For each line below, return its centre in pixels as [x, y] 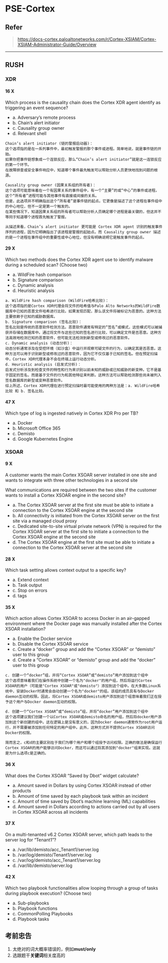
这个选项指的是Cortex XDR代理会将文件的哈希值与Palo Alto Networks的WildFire [81, 306]
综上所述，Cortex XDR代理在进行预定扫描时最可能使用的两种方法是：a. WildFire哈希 [83, 386]
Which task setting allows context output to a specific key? [66, 570]
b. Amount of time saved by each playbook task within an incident [80, 796]
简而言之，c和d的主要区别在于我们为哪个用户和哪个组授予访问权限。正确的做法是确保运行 [84, 743]
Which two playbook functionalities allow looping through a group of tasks [82, 888]
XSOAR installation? [25, 629]
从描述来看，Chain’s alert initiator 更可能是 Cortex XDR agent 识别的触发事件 [84, 227]
